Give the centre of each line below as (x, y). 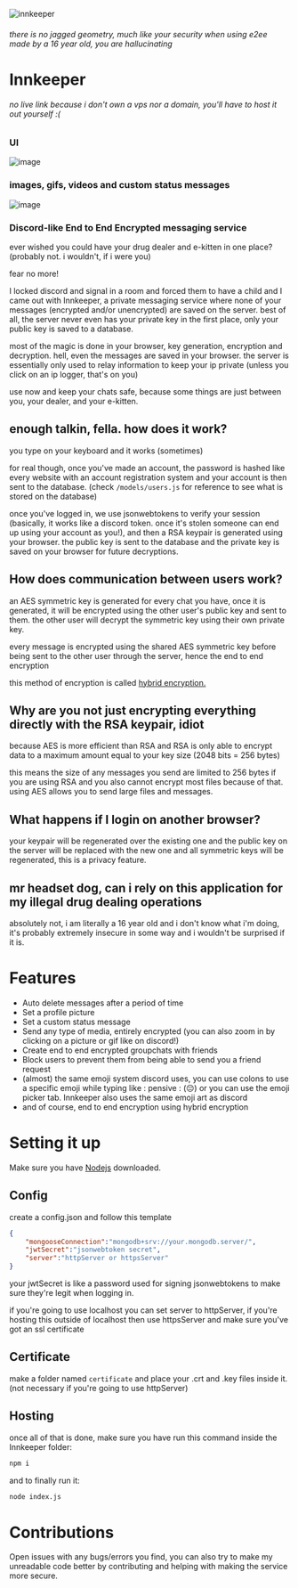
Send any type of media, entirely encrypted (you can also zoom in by (149, 1031)
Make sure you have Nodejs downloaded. (85, 1168)
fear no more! (34, 273)
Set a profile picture (58, 1012)
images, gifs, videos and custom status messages (120, 185)
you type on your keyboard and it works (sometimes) (106, 451)
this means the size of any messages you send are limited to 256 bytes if (143, 773)
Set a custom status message (76, 1022)
